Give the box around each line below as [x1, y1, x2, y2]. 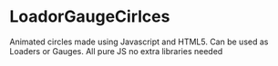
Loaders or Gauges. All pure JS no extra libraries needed [9, 45, 223, 56]
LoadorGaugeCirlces [9, 6, 170, 27]
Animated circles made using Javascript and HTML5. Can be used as [9, 36, 269, 47]
